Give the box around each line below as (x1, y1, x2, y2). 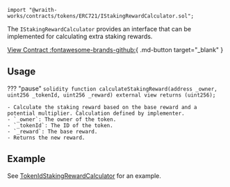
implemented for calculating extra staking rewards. (7, 32, 153, 40)
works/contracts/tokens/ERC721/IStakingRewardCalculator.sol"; (7, 13, 195, 19)
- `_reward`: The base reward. (7, 128, 98, 135)
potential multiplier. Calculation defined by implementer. (7, 110, 186, 117)
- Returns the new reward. (7, 134, 85, 141)
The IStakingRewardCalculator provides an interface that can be (7, 25, 192, 33)
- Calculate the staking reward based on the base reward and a (7, 104, 197, 111)
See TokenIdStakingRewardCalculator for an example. (7, 171, 162, 180)
